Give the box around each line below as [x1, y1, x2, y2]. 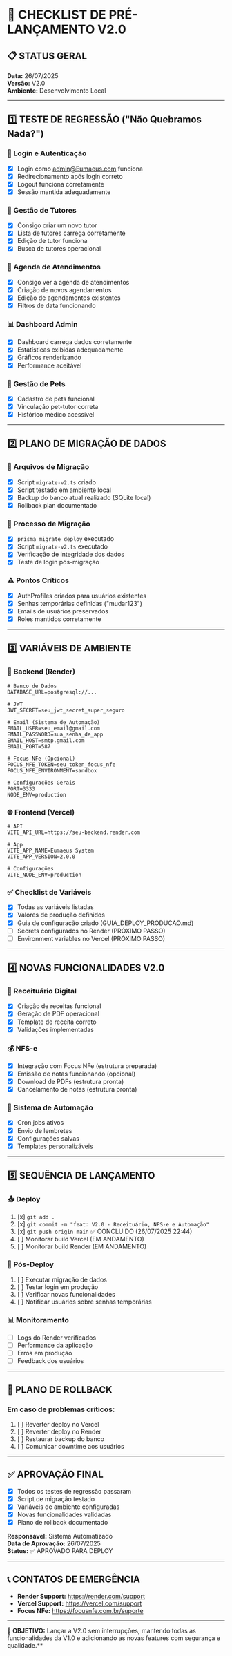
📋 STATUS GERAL [7, 50, 88, 61]
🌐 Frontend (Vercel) [7, 807, 75, 817]
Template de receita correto [17, 1018, 97, 1026]
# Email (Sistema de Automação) [7, 718, 100, 725]
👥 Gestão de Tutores [7, 205, 77, 215]
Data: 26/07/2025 [7, 72, 59, 79]
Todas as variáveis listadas [17, 903, 95, 911]
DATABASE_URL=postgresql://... [7, 688, 97, 696]
